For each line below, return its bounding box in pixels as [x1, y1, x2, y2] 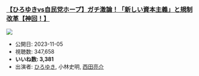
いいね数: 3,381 [15, 55, 54, 63]
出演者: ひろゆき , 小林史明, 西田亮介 [15, 63, 104, 71]
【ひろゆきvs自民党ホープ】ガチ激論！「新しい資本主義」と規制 [6, 5, 193, 13]
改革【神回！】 [6, 14, 50, 22]
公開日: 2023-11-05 [15, 40, 64, 48]
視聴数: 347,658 [15, 48, 54, 55]
